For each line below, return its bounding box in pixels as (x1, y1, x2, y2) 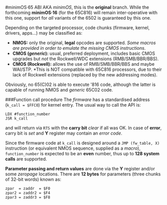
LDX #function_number (5, 112, 51, 117)
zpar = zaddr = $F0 (5, 186, 51, 191)
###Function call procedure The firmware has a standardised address (5, 96, 150, 102)
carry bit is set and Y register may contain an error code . (5, 130, 123, 136)
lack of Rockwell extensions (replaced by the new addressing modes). (12, 72, 158, 77)
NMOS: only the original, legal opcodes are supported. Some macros (12, 40, 156, 46)
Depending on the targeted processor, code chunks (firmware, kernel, (5, 25, 150, 31)
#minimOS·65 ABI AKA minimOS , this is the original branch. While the (5, 5, 149, 10)
